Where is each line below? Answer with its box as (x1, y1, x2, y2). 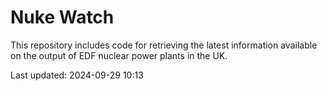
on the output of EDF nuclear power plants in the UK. (10, 49, 228, 61)
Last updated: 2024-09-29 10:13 (10, 69, 144, 81)
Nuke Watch (10, 6, 115, 29)
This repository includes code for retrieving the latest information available (10, 39, 318, 51)
